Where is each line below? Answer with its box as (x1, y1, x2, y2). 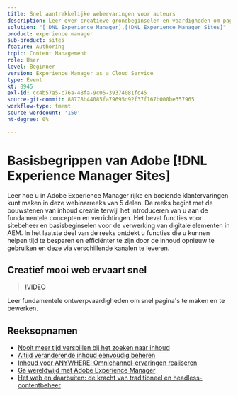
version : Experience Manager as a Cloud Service (7, 69, 154, 77)
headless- (173, 373, 203, 383)
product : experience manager (7, 30, 93, 38)
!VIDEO (24, 283, 46, 291)
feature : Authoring (7, 43, 65, 50)
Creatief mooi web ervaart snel (7, 264, 147, 276)
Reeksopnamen (7, 324, 78, 336)
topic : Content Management (7, 50, 87, 57)
